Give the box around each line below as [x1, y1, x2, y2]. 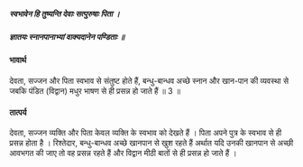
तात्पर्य [9, 107, 27, 117]
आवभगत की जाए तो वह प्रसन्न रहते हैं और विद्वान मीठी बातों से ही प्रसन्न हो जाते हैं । [9, 148, 237, 159]
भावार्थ [9, 55, 27, 66]
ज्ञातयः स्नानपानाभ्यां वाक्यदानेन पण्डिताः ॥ [9, 31, 124, 42]
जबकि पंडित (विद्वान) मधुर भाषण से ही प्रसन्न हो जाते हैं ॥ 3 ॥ [9, 85, 181, 96]
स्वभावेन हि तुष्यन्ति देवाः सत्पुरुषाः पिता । [9, 8, 120, 19]
